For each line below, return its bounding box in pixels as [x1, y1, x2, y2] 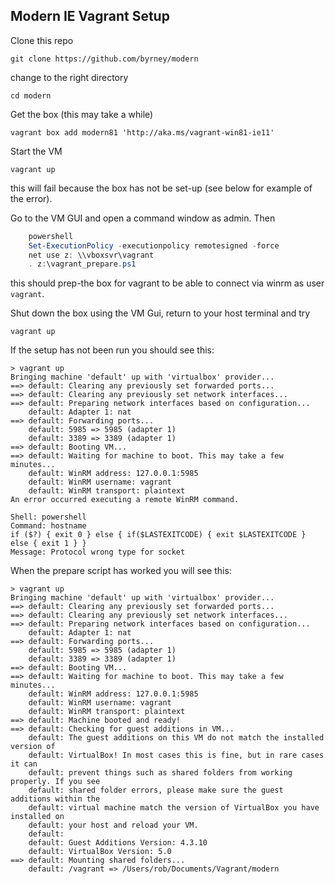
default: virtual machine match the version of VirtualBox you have [28, 803, 320, 813]
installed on [10, 812, 65, 822]
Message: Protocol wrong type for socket [10, 547, 186, 558]
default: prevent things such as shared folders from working [28, 768, 293, 778]
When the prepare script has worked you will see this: [10, 565, 232, 577]
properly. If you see [10, 777, 101, 787]
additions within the [10, 794, 101, 804]
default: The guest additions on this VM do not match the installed [28, 733, 325, 743]
